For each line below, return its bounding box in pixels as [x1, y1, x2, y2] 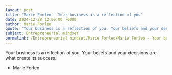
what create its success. [5, 55, 57, 61]
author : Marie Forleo [5, 21, 52, 27]
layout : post [5, 7, 33, 13]
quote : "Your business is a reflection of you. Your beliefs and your [5, 26, 159, 31]
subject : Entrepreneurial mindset [5, 31, 79, 36]
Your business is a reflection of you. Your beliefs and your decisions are [5, 49, 157, 56]
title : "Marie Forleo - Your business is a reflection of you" [5, 12, 143, 17]
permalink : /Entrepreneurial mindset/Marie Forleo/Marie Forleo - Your [5, 36, 161, 41]
